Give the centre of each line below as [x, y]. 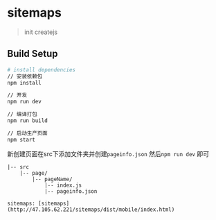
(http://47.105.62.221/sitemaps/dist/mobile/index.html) [91, 210]
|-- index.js [63, 185]
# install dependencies [42, 70]
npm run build [28, 121]
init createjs [40, 32]
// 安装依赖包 [25, 76]
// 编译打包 [22, 115]
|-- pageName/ [52, 179]
